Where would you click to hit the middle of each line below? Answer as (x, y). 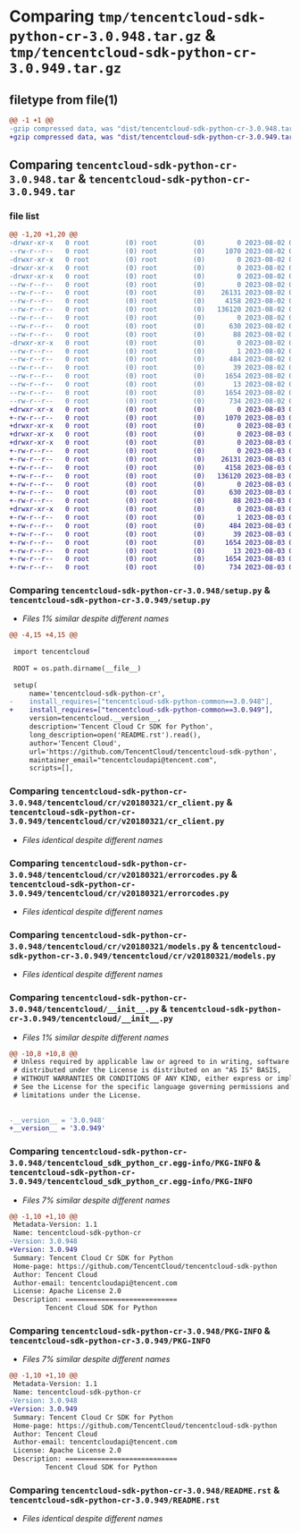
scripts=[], (51, 768)
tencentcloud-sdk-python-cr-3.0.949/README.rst (115, 1500)
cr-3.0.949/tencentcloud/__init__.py (92, 1019)
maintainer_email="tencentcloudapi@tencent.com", (123, 760)
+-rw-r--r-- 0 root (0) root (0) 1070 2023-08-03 (147, 418)
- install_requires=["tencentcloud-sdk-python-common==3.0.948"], (142, 702)
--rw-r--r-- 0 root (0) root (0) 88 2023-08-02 (147, 334)
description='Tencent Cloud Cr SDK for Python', (121, 727)
